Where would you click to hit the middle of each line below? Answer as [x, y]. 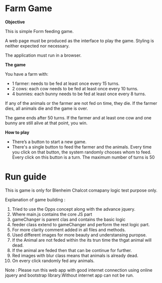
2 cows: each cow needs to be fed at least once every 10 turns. [75, 88]
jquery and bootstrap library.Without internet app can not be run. [69, 275]
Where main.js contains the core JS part [52, 214]
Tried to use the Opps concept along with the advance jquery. [74, 209]
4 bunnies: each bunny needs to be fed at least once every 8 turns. [79, 94]
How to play [17, 132]
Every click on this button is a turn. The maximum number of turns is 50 [83, 157]
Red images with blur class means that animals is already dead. [75, 255]
